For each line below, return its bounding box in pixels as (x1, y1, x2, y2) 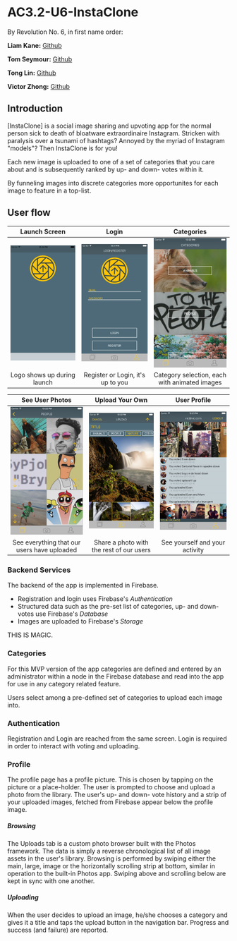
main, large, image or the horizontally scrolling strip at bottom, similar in (7, 862, 215, 870)
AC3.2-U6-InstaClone (7, 4, 139, 20)
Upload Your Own (95, 396, 148, 404)
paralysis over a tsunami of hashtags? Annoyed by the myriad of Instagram (7, 136, 225, 145)
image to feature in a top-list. (7, 186, 92, 195)
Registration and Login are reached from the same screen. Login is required (7, 734, 227, 743)
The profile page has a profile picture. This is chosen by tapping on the (7, 775, 214, 784)
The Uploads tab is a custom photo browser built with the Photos (7, 839, 196, 848)
